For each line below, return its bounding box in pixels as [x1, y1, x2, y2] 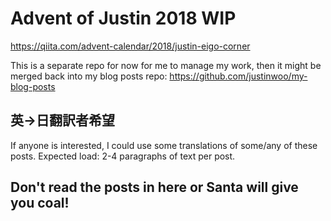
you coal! [10, 195, 70, 212]
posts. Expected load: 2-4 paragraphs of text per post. [10, 150, 236, 162]
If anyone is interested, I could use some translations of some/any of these [10, 139, 318, 151]
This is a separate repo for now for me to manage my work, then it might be [10, 59, 322, 71]
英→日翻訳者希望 [10, 112, 116, 129]
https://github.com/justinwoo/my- [169, 70, 308, 82]
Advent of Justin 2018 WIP [10, 7, 237, 30]
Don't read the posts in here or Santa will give [10, 179, 299, 196]
